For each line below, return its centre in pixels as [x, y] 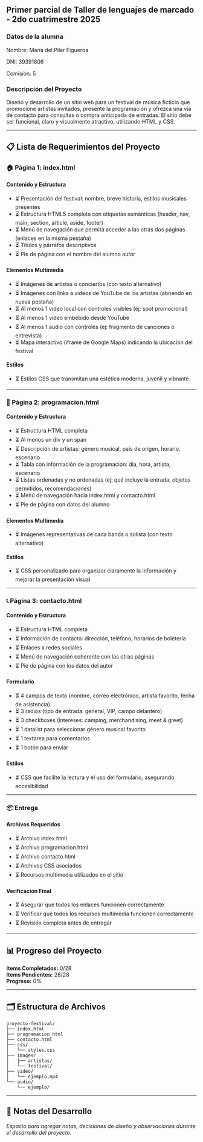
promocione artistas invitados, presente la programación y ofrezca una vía [99, 108]
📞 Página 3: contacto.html [44, 601]
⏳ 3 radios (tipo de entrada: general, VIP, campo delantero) [89, 711]
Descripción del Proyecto [44, 89]
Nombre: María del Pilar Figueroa [47, 50]
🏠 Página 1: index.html [41, 168]
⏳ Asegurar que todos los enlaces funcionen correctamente [89, 905]
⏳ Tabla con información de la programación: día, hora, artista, [93, 464]
